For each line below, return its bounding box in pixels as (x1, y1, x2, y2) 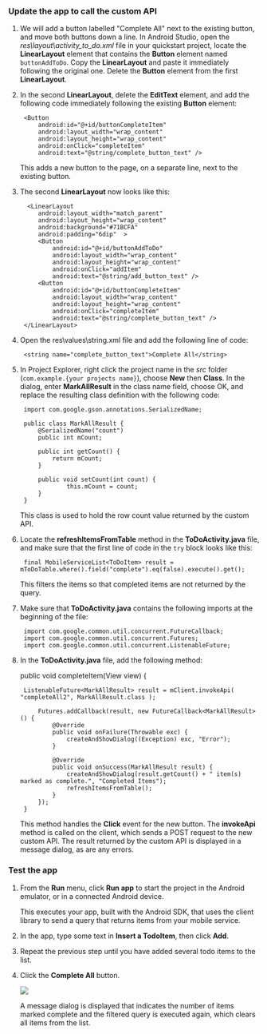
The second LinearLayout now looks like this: (19, 187, 171, 197)
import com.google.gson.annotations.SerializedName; (23, 406, 202, 414)
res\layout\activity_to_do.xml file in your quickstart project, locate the (19, 41, 247, 50)
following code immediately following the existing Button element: (19, 98, 238, 109)
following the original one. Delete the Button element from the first (19, 66, 238, 76)
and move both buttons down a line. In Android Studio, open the (19, 32, 230, 42)
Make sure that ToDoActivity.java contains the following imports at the (19, 603, 253, 613)
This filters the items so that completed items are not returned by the (19, 579, 245, 589)
